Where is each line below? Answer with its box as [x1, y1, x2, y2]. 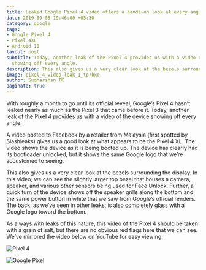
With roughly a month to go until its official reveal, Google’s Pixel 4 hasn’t [6, 100, 191, 107]
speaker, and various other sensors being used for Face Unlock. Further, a [6, 182, 194, 189]
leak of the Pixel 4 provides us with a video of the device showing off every [6, 113, 197, 120]
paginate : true [6, 83, 45, 89]
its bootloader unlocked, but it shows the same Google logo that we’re [6, 151, 183, 158]
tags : [6, 26, 20, 32]
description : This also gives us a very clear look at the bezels [6, 66, 180, 72]
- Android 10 [6, 43, 40, 50]
